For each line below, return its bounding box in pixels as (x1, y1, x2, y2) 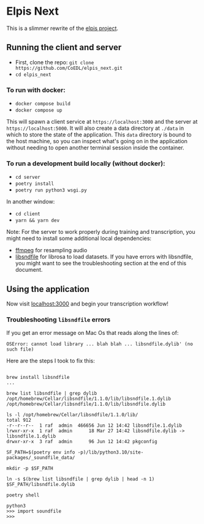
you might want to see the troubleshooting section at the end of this (15, 260, 187, 267)
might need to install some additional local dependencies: (6, 234, 152, 242)
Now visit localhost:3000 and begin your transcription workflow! (6, 300, 168, 307)
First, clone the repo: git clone (15, 58, 94, 65)
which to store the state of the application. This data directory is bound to (6, 131, 192, 138)
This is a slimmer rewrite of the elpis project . (6, 24, 118, 32)
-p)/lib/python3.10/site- (77, 449, 144, 455)
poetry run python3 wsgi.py (15, 187, 87, 193)
